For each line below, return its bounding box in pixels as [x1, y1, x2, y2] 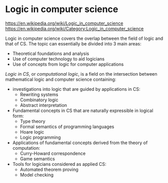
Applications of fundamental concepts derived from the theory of [12, 140, 148, 146]
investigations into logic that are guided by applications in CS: [12, 86, 141, 92]
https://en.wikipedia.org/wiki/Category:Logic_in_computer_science [5, 25, 144, 31]
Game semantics [20, 155, 55, 162]
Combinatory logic [20, 97, 59, 103]
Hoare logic [20, 129, 44, 135]
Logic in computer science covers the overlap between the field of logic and [5, 35, 163, 41]
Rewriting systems [20, 91, 59, 97]
